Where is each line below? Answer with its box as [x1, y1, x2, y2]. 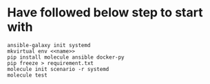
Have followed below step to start [7, 5, 203, 20]
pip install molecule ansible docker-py [7, 53, 125, 61]
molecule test [7, 72, 48, 79]
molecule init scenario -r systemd [7, 66, 109, 72]
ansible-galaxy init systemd [7, 42, 91, 48]
